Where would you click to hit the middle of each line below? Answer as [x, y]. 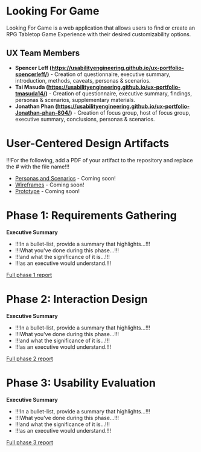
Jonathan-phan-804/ [43, 112]
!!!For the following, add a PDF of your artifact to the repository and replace [100, 160]
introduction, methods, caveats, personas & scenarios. [83, 80]
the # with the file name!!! [38, 167]
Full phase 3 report [30, 442]
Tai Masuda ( [31, 87]
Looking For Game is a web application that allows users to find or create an [101, 28]
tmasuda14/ [30, 93]
